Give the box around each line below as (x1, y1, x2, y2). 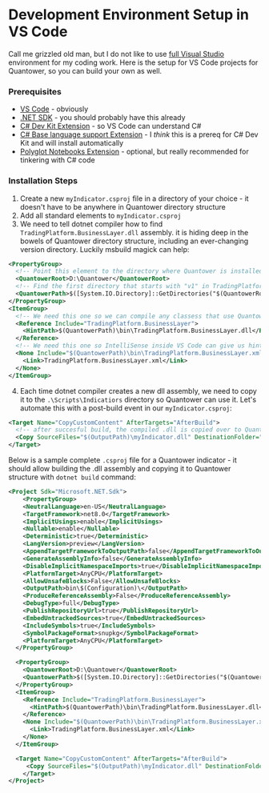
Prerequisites (8, 86, 62, 97)
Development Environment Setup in (8, 6, 250, 24)
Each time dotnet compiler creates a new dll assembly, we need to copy (19, 386, 258, 395)
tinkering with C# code (19, 155, 95, 165)
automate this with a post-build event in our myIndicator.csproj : (19, 403, 232, 413)
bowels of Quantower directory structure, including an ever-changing (19, 236, 249, 246)
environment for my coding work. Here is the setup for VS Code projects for (8, 58, 259, 67)
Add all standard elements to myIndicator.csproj (19, 210, 182, 220)
